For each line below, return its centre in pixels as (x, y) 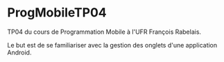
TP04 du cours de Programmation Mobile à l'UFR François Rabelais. (104, 32)
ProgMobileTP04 (57, 13)
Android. (19, 52)
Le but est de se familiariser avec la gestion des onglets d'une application (112, 45)
